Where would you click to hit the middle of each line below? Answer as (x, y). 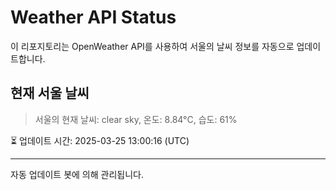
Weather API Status (93, 17)
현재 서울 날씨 (50, 93)
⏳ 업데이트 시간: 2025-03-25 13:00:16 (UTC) (100, 140)
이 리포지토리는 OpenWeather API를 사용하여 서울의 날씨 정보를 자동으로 (152, 46)
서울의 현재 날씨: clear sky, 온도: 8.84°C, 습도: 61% (136, 119)
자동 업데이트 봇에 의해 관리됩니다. (77, 174)
